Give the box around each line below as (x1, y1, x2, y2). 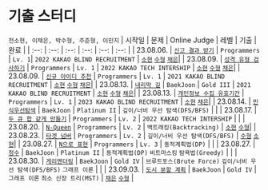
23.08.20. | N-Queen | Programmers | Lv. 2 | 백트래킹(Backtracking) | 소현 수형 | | (8, 121, 257, 132)
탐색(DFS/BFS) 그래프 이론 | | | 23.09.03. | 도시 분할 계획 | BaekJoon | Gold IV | (17, 164, 258, 174)
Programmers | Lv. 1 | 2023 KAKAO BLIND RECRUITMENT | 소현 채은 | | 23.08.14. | (8, 97, 251, 106)
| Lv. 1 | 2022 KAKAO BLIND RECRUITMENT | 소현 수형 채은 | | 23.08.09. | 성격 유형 (8, 53, 250, 64)
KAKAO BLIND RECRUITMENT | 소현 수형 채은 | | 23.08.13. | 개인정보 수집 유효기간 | (8, 88, 245, 97)
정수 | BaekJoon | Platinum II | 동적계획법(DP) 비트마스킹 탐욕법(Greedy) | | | (8, 147, 238, 156)
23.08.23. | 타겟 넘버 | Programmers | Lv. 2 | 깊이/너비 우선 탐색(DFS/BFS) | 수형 (8, 130, 252, 140)
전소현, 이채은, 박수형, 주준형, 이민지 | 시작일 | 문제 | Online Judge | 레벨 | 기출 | (8, 35, 258, 45)
